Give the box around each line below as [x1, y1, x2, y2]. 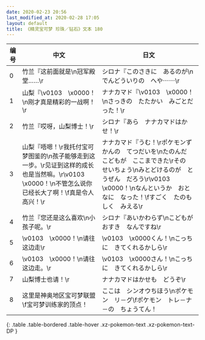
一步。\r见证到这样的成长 [22, 161, 95, 169]
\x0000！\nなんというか [101, 184, 172, 193]
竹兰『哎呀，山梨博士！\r [22, 122, 95, 131]
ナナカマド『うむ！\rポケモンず [101, 138, 192, 147]
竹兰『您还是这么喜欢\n [22, 214, 90, 222]
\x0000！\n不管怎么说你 [22, 179, 93, 188]
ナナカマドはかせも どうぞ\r [101, 275, 186, 284]
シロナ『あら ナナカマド [101, 118, 176, 126]
